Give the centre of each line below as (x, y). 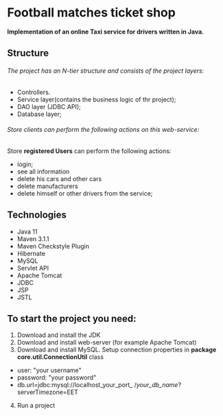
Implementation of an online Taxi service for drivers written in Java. (106, 32)
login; (25, 164)
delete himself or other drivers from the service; (85, 193)
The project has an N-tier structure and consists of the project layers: (106, 71)
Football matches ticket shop (92, 13)
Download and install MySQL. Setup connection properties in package (117, 350)
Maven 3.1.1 (33, 239)
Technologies (37, 215)
